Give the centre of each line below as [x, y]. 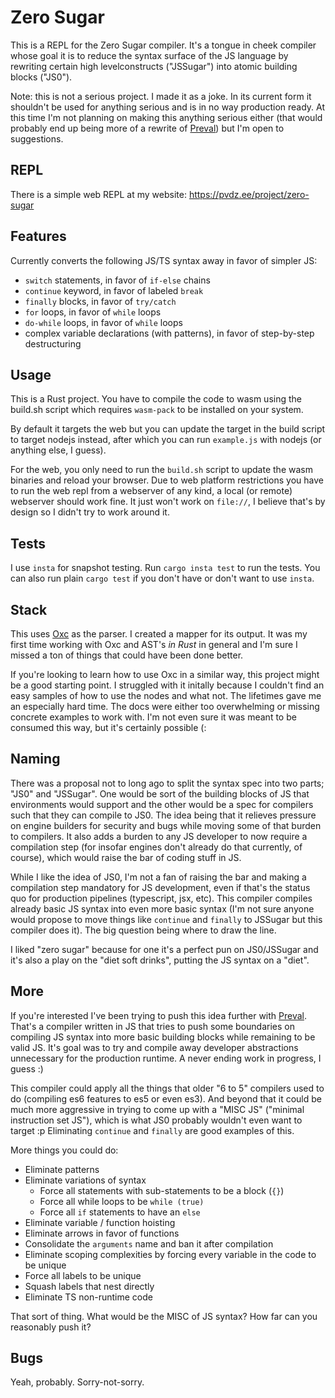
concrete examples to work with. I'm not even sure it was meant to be [153, 717]
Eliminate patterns [62, 1169]
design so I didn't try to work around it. [90, 512]
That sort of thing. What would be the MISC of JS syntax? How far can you [164, 1316]
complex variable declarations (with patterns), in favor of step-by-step [169, 333]
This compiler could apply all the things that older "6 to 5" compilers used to [167, 1088]
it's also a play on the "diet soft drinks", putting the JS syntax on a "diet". [160, 960]
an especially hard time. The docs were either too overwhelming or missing [165, 706]
